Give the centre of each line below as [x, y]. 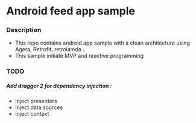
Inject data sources [39, 107]
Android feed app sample [71, 11]
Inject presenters [36, 101]
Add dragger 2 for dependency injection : [59, 86]
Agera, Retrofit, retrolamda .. [50, 49]
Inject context [32, 114]
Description [24, 30]
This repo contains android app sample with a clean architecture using [102, 43]
